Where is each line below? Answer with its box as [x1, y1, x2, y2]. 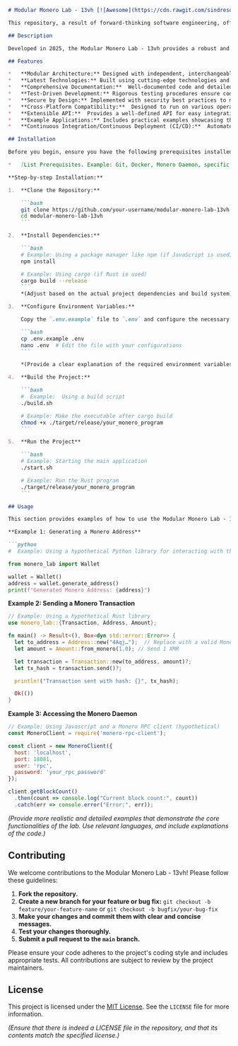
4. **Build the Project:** [8, 374, 91, 381]
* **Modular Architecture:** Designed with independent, [8, 71, 186, 78]
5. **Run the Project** [8, 438, 81, 445]
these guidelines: [8, 876, 59, 884]
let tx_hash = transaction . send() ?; [14, 664, 122, 671]
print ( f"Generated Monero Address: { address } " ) [8, 587, 151, 594]
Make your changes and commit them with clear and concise [18, 912, 201, 920]
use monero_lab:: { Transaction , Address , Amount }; [8, 619, 157, 627]
